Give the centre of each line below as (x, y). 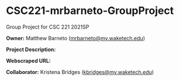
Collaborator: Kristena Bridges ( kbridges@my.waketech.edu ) (80, 72)
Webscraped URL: (29, 61)
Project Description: (31, 49)
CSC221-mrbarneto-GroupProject (90, 11)
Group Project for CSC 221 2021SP (48, 27)
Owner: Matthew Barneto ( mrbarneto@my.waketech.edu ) (75, 38)
